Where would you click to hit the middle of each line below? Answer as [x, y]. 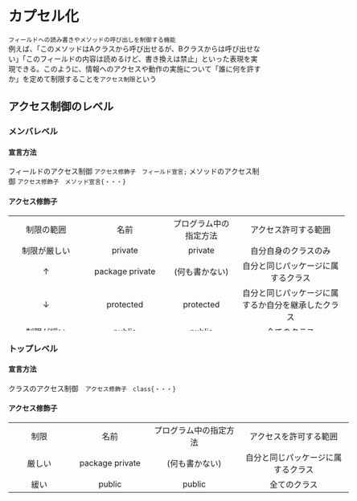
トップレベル [33, 348]
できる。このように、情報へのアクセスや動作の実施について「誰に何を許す [138, 68]
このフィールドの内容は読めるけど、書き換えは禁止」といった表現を [138, 59]
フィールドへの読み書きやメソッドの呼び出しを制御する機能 [92, 40]
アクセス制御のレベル [61, 106]
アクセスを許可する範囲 [293, 436]
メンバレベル [33, 132]
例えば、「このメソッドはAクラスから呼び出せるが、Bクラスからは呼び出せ [131, 48]
